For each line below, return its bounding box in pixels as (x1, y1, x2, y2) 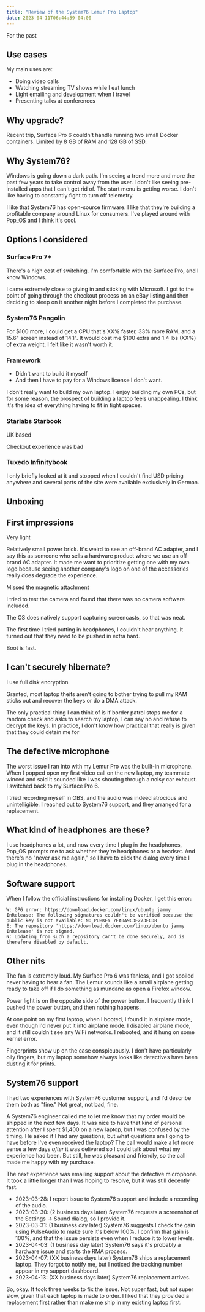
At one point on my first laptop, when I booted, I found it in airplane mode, (6, 1016, 193, 1023)
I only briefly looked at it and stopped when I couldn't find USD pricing (6, 472, 184, 480)
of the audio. (15, 1201, 48, 1209)
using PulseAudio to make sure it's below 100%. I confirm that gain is (15, 1228, 190, 1235)
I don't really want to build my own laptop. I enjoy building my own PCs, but (6, 389, 196, 396)
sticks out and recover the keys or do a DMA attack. (6, 697, 138, 704)
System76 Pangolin (6, 314, 65, 322)
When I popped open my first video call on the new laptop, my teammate (6, 769, 190, 777)
